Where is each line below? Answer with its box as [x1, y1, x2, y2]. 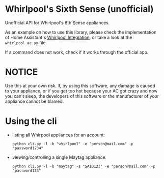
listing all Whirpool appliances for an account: [12, 132, 105, 138]
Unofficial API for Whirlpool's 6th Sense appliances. [5, 20, 110, 26]
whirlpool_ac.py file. [5, 39, 47, 45]
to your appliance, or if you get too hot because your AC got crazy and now [5, 88, 158, 94]
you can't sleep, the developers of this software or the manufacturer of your [5, 93, 159, 99]
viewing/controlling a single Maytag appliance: [12, 154, 107, 160]
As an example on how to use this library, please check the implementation [5, 29, 157, 35]
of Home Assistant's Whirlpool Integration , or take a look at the [5, 34, 133, 40]
